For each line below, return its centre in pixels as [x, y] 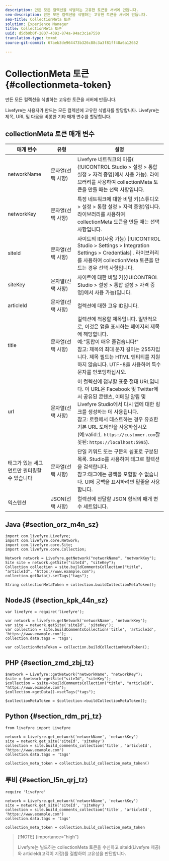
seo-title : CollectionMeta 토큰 [38, 19]
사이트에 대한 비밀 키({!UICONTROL [118, 277]
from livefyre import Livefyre [38, 728]
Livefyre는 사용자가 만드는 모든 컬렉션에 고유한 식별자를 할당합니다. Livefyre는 [82, 110]
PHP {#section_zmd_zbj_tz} [50, 663]
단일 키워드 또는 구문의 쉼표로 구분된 [118, 451]
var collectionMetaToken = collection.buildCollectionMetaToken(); [77, 647]
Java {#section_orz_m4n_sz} [52, 524]
